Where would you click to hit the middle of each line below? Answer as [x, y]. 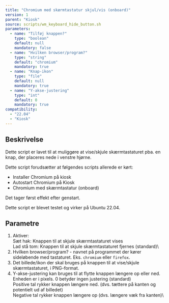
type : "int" [27, 95]
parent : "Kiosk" [22, 19]
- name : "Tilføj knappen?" [38, 34]
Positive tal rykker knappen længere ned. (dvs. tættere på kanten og [84, 284]
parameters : [18, 29]
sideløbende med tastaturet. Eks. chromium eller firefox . [71, 257]
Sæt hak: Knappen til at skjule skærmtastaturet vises [68, 241]
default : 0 [26, 100]
